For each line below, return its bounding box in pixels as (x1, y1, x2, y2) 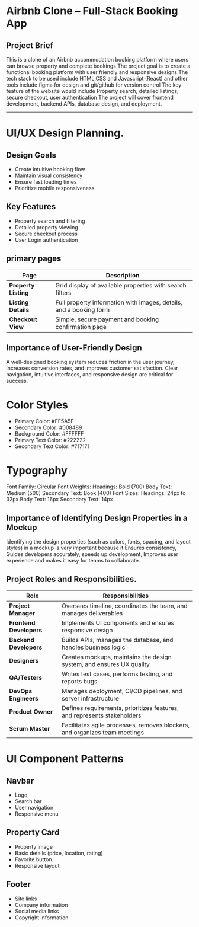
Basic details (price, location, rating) (14, 849, 103, 856)
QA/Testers (9, 673, 43, 682)
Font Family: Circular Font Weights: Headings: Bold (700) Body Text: (6, 483, 172, 490)
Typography (6, 463, 68, 477)
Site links (14, 895, 37, 902)
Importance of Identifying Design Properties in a (6, 513, 188, 523)
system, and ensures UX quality (61, 660, 150, 668)
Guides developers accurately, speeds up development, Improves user (6, 551, 179, 558)
